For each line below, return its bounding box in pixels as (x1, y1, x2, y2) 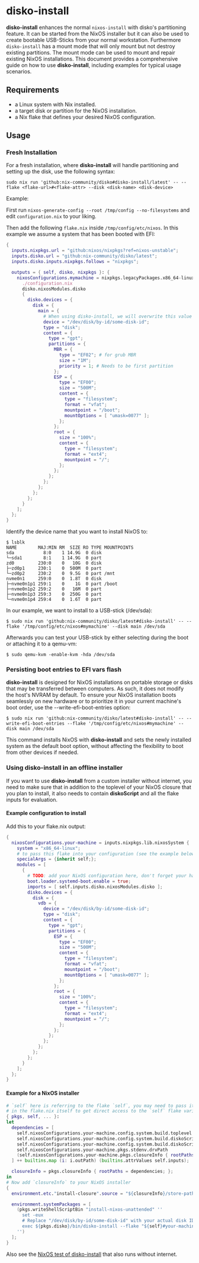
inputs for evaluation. (6, 796, 58, 803)
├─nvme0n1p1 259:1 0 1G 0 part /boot (6, 581, 118, 587)
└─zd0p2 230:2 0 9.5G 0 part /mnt (6, 571, 115, 577)
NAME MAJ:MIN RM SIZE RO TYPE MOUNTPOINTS (6, 545, 134, 551)
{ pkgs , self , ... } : (6, 1114, 60, 1120)
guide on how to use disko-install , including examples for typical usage (6, 61, 182, 69)
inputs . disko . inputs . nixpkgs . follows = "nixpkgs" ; (11, 259, 139, 265)
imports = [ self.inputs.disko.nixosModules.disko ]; (27, 884, 163, 890)
